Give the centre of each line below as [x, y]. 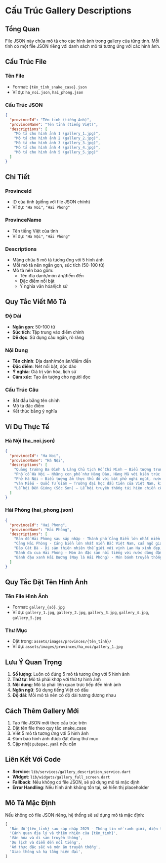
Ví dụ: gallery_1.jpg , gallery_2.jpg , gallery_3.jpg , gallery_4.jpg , [81, 612]
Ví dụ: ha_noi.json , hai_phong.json [48, 92]
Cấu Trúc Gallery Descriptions [68, 11]
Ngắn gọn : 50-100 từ [34, 327]
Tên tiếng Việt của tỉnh [35, 231]
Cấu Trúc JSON [24, 105]
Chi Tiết [18, 177]
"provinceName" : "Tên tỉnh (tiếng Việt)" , [54, 124]
